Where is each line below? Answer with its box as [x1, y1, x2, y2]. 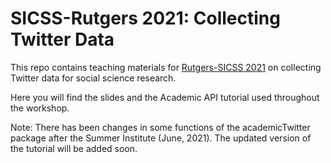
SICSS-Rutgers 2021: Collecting [10, 7, 281, 30]
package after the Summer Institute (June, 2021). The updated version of [10, 132, 312, 144]
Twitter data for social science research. [10, 72, 177, 84]
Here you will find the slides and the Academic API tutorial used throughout [10, 91, 320, 103]
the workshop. [10, 102, 70, 114]
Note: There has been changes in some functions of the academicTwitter [10, 121, 311, 133]
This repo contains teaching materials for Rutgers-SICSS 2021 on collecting [10, 61, 322, 73]
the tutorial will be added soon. [10, 142, 138, 154]
